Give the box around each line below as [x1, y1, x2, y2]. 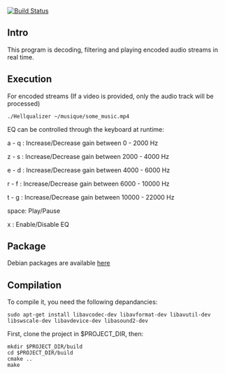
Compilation [7, 279, 61, 291]
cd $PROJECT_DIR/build [7, 349, 73, 356]
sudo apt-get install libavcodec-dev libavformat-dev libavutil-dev [7, 312, 211, 319]
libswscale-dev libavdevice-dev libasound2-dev [7, 317, 149, 325]
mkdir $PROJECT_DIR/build [7, 343, 82, 350]
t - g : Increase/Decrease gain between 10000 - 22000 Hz [7, 193, 175, 201]
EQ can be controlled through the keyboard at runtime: [7, 125, 164, 133]
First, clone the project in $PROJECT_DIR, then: [7, 330, 144, 338]
